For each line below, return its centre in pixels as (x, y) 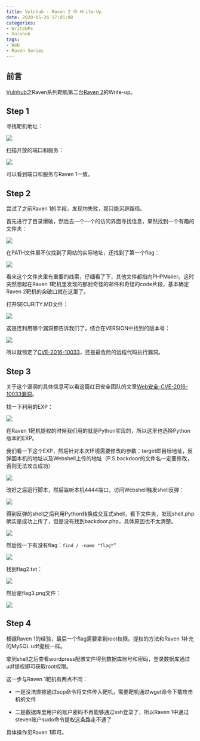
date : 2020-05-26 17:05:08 (40, 17)
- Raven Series (25, 51)
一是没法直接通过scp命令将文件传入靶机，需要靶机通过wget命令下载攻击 (104, 691)
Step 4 (19, 623)
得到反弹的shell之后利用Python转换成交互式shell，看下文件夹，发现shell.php (100, 514)
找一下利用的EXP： (30, 407)
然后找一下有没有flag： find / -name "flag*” (61, 545)
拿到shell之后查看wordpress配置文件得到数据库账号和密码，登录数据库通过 (98, 658)
